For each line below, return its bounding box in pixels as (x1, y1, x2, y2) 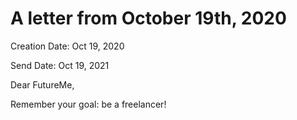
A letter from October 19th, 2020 (10, 7, 287, 30)
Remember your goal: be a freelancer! (10, 98, 167, 110)
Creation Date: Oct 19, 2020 (10, 40, 125, 52)
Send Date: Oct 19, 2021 (10, 59, 110, 71)
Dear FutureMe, (10, 78, 75, 91)
